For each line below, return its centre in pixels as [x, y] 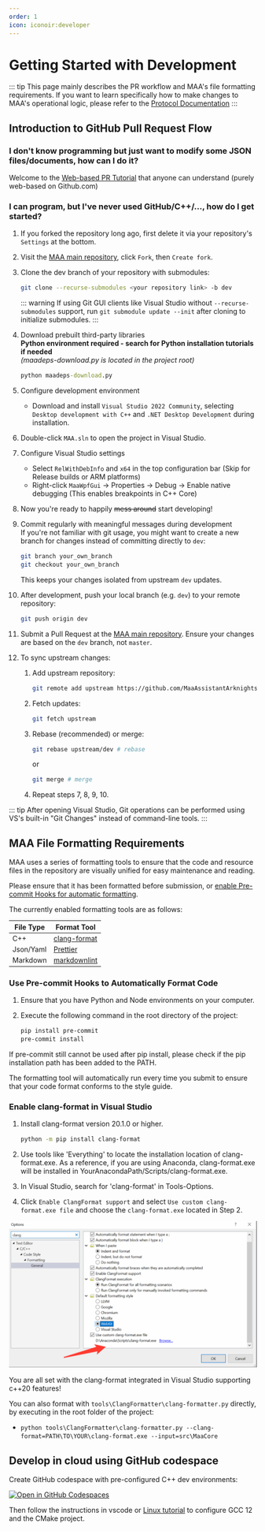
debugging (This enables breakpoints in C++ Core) [114, 494]
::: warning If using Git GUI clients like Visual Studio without [116, 303]
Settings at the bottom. [58, 242]
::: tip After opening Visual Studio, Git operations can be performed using [127, 810]
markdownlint [75, 960]
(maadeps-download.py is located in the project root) [107, 360]
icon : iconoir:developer [50, 25]
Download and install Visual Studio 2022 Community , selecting [133, 406]
